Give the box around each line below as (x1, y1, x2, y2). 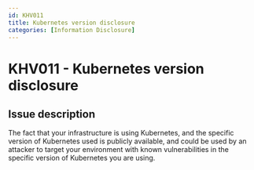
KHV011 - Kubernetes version (8, 60, 204, 78)
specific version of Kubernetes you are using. (8, 154, 156, 163)
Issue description (8, 107, 96, 121)
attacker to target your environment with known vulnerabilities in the (8, 145, 230, 154)
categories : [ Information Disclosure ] (8, 26, 135, 34)
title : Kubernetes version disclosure (8, 19, 135, 27)
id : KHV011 (8, 11, 44, 20)
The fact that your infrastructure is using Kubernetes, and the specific (8, 128, 234, 138)
